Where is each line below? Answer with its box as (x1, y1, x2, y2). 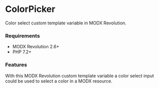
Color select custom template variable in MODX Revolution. (5, 20, 127, 26)
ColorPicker (5, 3, 56, 15)
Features (5, 61, 27, 68)
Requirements (5, 32, 40, 39)
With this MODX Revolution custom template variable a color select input (5, 73, 155, 79)
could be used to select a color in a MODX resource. (5, 78, 113, 84)
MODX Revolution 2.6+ (12, 44, 60, 50)
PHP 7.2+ (12, 49, 32, 55)
